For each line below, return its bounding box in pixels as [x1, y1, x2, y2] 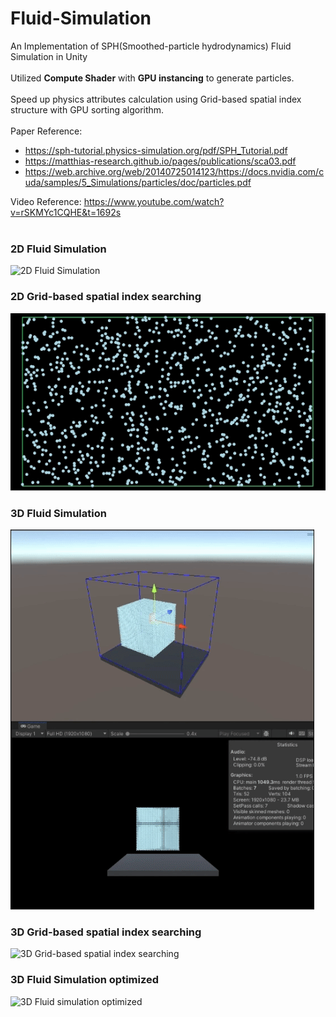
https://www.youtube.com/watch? [83, 195, 225, 207]
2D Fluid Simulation [10, 242, 107, 256]
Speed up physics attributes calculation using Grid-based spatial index [10, 93, 302, 105]
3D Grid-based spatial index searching [10, 925, 202, 939]
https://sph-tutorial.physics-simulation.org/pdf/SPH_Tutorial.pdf [24, 144, 288, 156]
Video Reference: [10, 195, 82, 207]
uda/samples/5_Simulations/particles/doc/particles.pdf [24, 176, 252, 188]
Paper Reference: [10, 125, 83, 137]
